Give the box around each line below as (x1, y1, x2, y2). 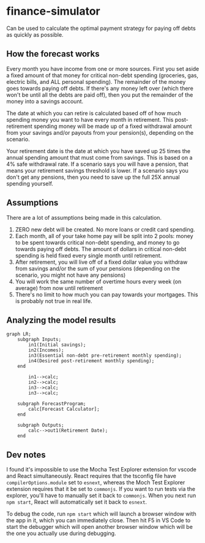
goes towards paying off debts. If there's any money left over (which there (6, 84, 194, 92)
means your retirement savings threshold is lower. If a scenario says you (6, 167, 188, 174)
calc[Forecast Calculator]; (28, 406, 100, 413)
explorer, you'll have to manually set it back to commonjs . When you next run (6, 492, 196, 500)
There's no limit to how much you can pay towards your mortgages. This (15, 291, 198, 298)
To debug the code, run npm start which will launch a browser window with (6, 510, 197, 518)
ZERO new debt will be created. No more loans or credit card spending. (15, 225, 195, 233)
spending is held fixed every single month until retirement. (15, 252, 162, 259)
